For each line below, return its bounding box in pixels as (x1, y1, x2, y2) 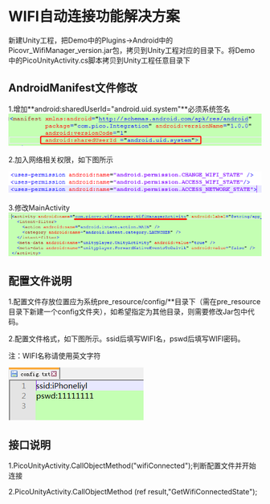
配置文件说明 (8, 274, 72, 287)
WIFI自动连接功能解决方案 (8, 7, 181, 26)
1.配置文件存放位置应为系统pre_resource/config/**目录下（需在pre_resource (8, 297, 261, 307)
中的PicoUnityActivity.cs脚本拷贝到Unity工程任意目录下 (8, 55, 190, 65)
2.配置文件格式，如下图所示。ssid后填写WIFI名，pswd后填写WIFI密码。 (8, 334, 245, 343)
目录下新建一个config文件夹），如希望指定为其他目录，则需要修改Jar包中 (8, 307, 247, 317)
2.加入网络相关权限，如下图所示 (8, 154, 114, 165)
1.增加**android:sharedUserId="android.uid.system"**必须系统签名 (8, 104, 231, 113)
